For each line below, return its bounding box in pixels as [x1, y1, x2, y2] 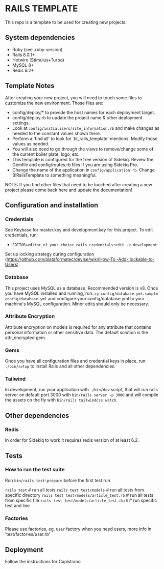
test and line [5, 502, 30, 509]
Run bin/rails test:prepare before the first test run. [5, 477, 112, 483]
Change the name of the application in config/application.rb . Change [12, 167, 155, 172]
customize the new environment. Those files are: [5, 100, 104, 106]
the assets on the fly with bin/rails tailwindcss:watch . [5, 397, 117, 403]
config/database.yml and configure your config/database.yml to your [5, 295, 145, 301]
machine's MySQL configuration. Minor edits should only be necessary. [5, 301, 149, 307]
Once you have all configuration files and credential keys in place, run [5, 358, 146, 364]
